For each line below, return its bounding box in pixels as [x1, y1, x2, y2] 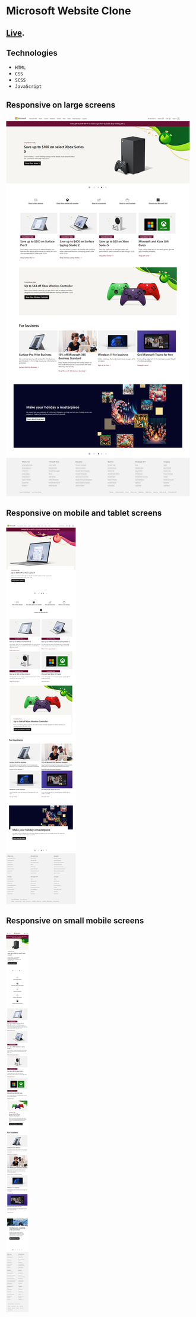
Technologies [6, 48, 58, 58]
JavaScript [14, 84, 42, 90]
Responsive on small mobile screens [6, 916, 144, 926]
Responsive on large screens [6, 100, 116, 110]
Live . [6, 28, 25, 38]
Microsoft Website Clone [6, 4, 131, 18]
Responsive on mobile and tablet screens [6, 508, 162, 518]
